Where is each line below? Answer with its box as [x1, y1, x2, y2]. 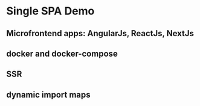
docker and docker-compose [6, 48, 118, 58]
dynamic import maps [6, 89, 91, 100]
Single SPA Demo [6, 4, 95, 18]
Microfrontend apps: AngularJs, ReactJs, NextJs [6, 28, 195, 39]
